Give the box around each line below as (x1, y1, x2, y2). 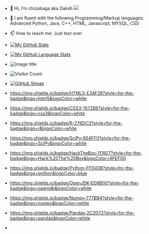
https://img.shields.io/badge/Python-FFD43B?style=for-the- (9, 165, 134, 171)
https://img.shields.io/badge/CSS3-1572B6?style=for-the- (9, 105, 130, 111)
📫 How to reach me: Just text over (9, 30, 82, 36)
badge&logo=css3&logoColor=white (9, 110, 85, 116)
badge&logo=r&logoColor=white (9, 125, 77, 131)
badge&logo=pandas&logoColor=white (9, 215, 90, 221)
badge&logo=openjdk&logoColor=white (9, 185, 92, 191)
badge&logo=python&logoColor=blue (9, 170, 87, 176)
